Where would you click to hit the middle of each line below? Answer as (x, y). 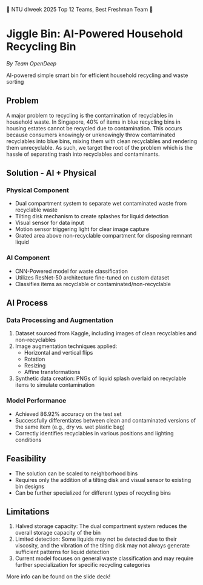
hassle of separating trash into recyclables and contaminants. (83, 154)
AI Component (28, 258)
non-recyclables (35, 340)
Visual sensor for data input (49, 223)
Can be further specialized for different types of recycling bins (93, 493)
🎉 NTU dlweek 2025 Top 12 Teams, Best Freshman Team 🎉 (80, 9)
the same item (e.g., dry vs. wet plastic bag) (70, 427)
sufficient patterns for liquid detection (62, 552)
